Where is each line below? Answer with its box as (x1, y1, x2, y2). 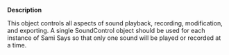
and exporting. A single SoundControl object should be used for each (7, 27, 205, 34)
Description (7, 6, 42, 14)
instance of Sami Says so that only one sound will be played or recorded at (7, 34, 221, 42)
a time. (7, 41, 27, 49)
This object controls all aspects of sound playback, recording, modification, (7, 19, 223, 27)
